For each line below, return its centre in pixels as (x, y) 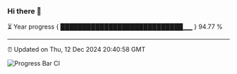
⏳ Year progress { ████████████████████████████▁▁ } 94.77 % (115, 27)
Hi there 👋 (25, 11)
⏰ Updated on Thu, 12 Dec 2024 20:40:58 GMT (77, 50)
